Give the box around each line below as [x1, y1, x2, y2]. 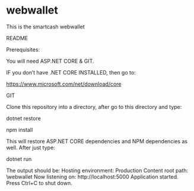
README [6, 34, 28, 41]
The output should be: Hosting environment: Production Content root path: [6, 167, 189, 174]
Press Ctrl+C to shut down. [6, 179, 72, 186]
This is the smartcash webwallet [6, 23, 85, 30]
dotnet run [6, 155, 32, 163]
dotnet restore [6, 115, 42, 122]
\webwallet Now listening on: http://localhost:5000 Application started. [6, 173, 179, 180]
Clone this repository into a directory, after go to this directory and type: [6, 103, 182, 110]
